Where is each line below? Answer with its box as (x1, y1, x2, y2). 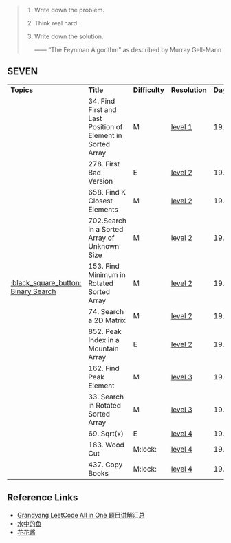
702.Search (88, 216, 127, 225)
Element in (88, 131, 122, 140)
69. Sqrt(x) (88, 429, 124, 439)
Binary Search (10, 287, 56, 296)
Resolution (170, 85, 208, 95)
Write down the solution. (34, 32, 104, 41)
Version (88, 176, 113, 186)
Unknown (88, 241, 120, 251)
